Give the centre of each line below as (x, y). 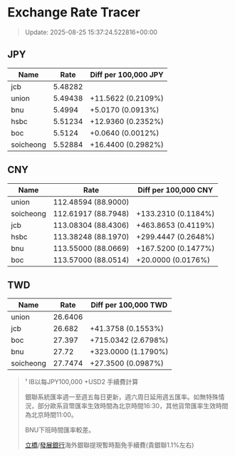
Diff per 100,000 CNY (176, 190)
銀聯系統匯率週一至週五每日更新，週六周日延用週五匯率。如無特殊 (121, 397)
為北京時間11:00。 (51, 415)
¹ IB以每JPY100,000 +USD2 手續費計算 (82, 382)
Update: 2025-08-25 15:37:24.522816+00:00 (91, 32)
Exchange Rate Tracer (74, 12)
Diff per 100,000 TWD (129, 305)
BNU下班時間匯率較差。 (59, 430)
